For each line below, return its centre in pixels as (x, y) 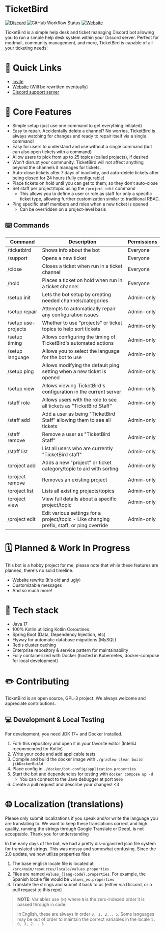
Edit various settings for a (71, 513)
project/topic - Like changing (76, 519)
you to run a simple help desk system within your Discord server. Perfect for (82, 37)
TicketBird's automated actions (78, 343)
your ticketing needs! (27, 48)
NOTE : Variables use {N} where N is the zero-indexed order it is (81, 899)
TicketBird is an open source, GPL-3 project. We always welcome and (76, 698)
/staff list (18, 451)
